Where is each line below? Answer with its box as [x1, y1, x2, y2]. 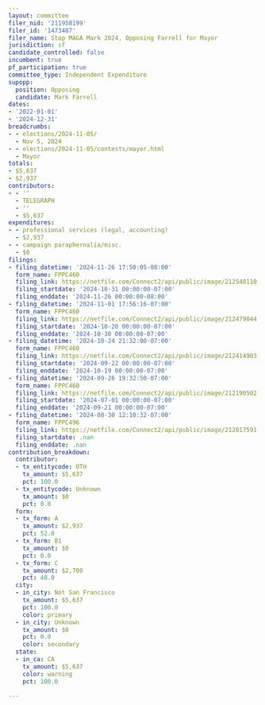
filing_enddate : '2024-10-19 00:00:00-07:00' [15, 367, 169, 375]
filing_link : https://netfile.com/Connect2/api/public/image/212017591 [15, 426, 258, 434]
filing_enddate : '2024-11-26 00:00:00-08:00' [15, 293, 169, 301]
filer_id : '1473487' [8, 26, 77, 34]
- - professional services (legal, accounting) [8, 226, 169, 235]
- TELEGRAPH [15, 197, 56, 204]
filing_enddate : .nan [15, 441, 87, 449]
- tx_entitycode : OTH [15, 463, 87, 471]
